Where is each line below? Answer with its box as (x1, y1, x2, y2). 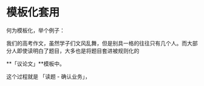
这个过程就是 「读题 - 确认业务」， (6, 73, 91, 80)
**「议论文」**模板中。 (6, 60, 66, 67)
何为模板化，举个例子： (6, 27, 65, 34)
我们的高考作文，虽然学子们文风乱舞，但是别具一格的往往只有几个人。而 (6, 39, 187, 47)
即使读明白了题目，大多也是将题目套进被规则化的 (16, 47, 140, 55)
